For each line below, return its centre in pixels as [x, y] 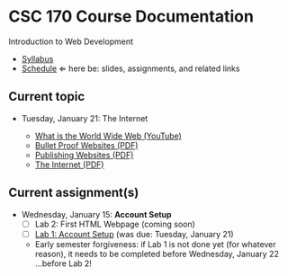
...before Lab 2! [63, 263]
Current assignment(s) [74, 193]
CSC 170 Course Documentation [131, 17]
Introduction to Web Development [71, 41]
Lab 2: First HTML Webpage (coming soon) [115, 224]
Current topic [47, 97]
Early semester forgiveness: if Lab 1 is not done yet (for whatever [155, 244]
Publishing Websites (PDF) [84, 155]
